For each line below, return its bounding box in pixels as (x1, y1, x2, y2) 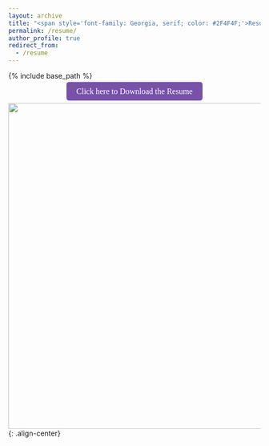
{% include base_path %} (8, 71, 93, 80)
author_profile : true (8, 34, 81, 43)
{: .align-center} (8, 428, 62, 438)
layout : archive (8, 11, 62, 20)
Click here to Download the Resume (75, 87, 194, 96)
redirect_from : (8, 42, 59, 50)
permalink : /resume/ (8, 26, 78, 34)
